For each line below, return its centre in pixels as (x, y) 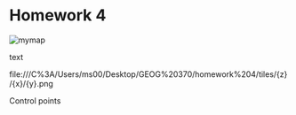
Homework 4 (58, 15)
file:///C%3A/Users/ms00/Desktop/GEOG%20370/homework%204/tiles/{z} (148, 74)
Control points (35, 100)
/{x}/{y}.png (31, 83)
